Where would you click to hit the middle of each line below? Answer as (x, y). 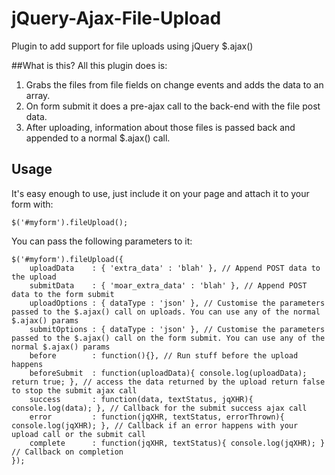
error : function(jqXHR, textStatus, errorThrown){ (157, 417)
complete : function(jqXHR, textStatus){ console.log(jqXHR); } (177, 443)
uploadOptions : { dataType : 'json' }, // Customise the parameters (177, 303)
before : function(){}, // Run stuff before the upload (164, 355)
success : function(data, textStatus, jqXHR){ (141, 399)
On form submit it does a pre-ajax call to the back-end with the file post (173, 106)
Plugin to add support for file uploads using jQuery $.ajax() (132, 46)
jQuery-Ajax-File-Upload (116, 18)
